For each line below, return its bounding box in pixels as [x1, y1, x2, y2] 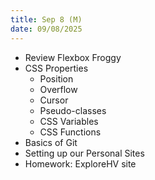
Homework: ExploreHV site [24, 157, 137, 170]
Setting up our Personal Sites [24, 147, 145, 159]
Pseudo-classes [39, 104, 107, 116]
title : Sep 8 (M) [10, 14, 83, 25]
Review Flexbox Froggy [24, 51, 122, 63]
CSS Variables [39, 115, 99, 127]
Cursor [39, 94, 69, 106]
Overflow [39, 83, 78, 95]
